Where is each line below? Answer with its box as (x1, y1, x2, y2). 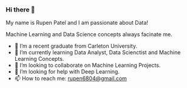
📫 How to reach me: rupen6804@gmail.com (14, 75, 127, 82)
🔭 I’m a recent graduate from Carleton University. (14, 42, 138, 50)
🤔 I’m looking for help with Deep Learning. (14, 68, 120, 75)
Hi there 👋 (5, 5, 36, 14)
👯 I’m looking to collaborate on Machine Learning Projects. (14, 61, 161, 69)
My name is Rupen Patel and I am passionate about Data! (5, 19, 149, 27)
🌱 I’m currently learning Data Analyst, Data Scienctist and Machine (14, 49, 181, 56)
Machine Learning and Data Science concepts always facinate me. (5, 31, 172, 38)
